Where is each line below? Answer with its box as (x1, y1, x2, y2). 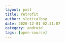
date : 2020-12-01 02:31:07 (5, 21, 61, 26)
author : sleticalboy (5, 16, 48, 21)
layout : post (5, 7, 32, 12)
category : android (5, 26, 43, 31)
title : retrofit (5, 12, 38, 17)
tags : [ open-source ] (5, 30, 48, 35)
